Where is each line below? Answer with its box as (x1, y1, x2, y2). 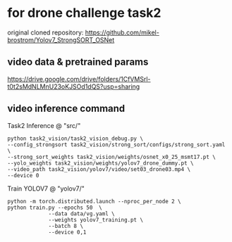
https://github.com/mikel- (85, 28, 160, 37)
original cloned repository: (7, 28, 84, 37)
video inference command (7, 103, 126, 115)
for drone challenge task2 (7, 5, 161, 21)
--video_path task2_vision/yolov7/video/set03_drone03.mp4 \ (7, 165, 191, 173)
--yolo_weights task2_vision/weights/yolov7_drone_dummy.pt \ (7, 160, 194, 167)
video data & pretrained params (7, 56, 149, 68)
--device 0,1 (48, 229, 87, 236)
